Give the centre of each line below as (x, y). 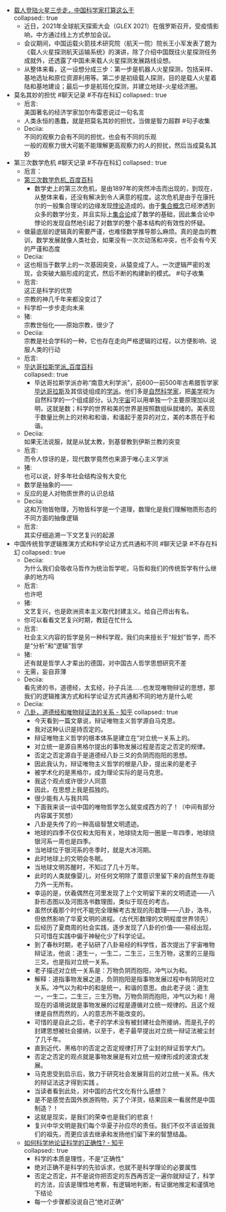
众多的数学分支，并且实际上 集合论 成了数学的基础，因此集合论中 (124, 214)
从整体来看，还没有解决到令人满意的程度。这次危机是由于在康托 (124, 197)
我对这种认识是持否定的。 (70, 729)
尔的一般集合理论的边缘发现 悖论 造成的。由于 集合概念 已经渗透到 (124, 206)
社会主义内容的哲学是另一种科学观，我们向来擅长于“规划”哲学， (114, 637)
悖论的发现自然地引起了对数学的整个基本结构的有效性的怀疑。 (122, 223)
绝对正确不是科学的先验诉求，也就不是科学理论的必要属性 (115, 1167)
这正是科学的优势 (48, 290)
